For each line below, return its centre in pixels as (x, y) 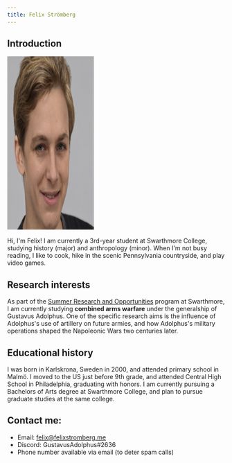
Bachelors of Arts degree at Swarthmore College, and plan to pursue (105, 392)
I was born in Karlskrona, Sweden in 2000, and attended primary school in (113, 369)
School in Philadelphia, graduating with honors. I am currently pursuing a (111, 384)
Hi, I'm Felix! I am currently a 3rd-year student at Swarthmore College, (107, 241)
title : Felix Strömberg (42, 15)
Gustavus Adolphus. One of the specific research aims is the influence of (111, 316)
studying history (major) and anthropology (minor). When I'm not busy (107, 248)
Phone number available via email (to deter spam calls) (96, 452)
